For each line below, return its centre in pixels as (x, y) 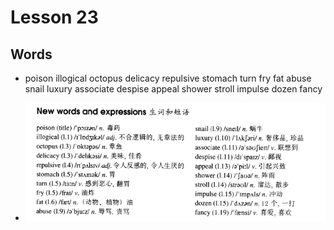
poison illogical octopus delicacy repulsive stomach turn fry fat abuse (168, 78)
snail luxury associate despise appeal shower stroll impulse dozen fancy (173, 89)
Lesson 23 (54, 17)
